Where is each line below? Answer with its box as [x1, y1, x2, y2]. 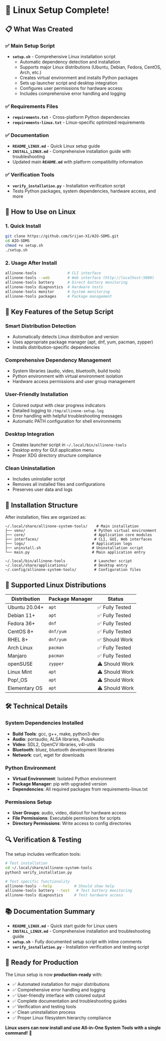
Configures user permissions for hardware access [19, 85, 123, 91]
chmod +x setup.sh [5, 243, 43, 248]
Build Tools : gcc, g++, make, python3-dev [12, 730, 100, 737]
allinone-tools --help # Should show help [5, 883, 114, 888]
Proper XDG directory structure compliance [12, 452, 102, 459]
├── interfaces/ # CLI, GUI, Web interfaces [5, 537, 153, 542]
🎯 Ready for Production [5, 959, 79, 967]
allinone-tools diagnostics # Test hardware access [5, 893, 123, 898]
